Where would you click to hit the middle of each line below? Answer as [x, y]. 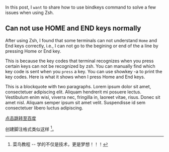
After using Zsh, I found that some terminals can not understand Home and [81, 40]
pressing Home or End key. [33, 51]
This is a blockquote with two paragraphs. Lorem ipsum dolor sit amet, [78, 86]
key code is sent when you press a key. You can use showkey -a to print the [84, 71]
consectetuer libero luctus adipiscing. [44, 108]
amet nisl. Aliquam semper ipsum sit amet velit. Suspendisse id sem [75, 102]
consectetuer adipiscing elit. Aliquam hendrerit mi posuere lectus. [73, 92]
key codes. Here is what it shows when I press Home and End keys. [75, 77]
